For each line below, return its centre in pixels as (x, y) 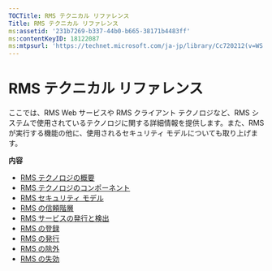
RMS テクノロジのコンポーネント (75, 188)
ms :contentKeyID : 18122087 (54, 39)
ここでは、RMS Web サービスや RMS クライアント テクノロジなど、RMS (129, 113)
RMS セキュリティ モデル (62, 198)
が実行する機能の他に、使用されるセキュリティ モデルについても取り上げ (130, 133)
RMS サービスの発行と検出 (65, 218)
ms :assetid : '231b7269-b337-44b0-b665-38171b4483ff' (99, 31)
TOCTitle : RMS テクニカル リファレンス (69, 16)
